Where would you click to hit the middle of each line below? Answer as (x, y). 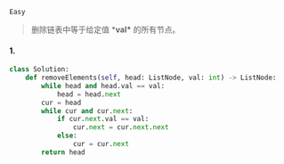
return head (64, 152)
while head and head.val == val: (103, 86)
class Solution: (39, 70)
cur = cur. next (101, 144)
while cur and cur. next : (87, 111)
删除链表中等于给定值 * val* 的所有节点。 (105, 29)
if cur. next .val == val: (103, 119)
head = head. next (89, 94)
